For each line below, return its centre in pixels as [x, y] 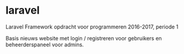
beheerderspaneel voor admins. [45, 45]
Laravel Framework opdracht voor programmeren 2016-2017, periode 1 [92, 27]
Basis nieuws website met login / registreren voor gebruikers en [84, 38]
